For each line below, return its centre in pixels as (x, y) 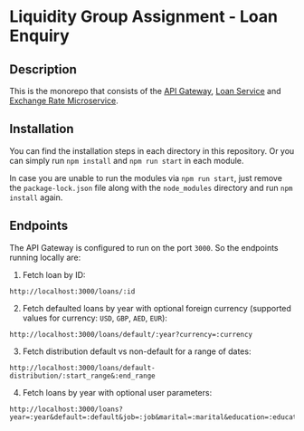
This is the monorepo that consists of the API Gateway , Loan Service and (145, 91)
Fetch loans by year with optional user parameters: (117, 392)
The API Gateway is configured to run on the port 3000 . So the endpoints (144, 247)
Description (43, 69)
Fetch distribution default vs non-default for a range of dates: (137, 351)
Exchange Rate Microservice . (64, 101)
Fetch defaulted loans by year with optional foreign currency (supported (157, 308)
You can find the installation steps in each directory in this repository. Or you (152, 150)
